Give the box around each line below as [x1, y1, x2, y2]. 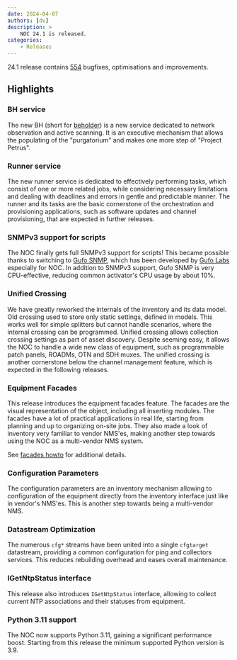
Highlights [7, 83, 54, 96]
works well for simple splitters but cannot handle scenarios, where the [7, 320, 212, 328]
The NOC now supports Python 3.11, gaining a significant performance [7, 631, 212, 639]
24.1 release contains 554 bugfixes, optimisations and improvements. [7, 63, 209, 71]
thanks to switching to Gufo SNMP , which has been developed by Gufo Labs [7, 256, 230, 264]
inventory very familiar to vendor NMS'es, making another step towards [7, 429, 216, 437]
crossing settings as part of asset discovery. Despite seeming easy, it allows [7, 335, 230, 344]
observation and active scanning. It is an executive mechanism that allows [7, 128, 224, 137]
